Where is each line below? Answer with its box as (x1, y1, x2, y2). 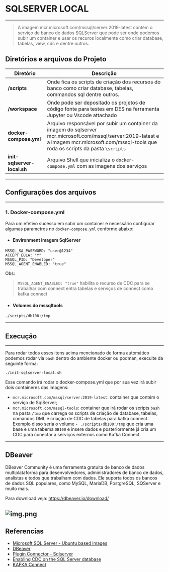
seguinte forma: (5, 360, 38, 367)
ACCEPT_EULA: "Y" (5, 253, 42, 258)
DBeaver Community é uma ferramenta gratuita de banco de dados (5, 464, 145, 470)
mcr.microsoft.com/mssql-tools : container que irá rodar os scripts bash (12, 405, 160, 411)
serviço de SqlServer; (12, 400, 58, 406)
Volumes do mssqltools (12, 302, 63, 308)
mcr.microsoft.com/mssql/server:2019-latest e (47, 132, 159, 139)
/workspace (8, 105, 37, 112)
